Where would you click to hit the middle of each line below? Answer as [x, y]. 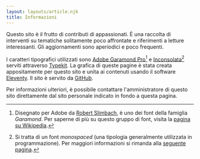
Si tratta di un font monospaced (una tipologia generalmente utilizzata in [103, 137]
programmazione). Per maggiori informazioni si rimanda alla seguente [100, 144]
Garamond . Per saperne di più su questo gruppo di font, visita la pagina [102, 119]
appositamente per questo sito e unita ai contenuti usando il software [91, 72]
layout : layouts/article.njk [42, 12]
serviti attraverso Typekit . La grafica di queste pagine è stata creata [89, 65]
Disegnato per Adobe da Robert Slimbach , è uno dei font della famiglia [101, 113]
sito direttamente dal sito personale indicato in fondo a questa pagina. [92, 96]
